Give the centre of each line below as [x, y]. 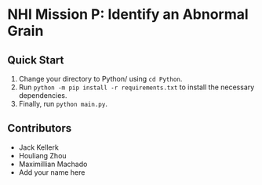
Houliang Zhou [43, 155]
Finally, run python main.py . [63, 104]
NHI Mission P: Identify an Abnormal [128, 15]
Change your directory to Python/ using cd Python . [100, 79]
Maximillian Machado [53, 164]
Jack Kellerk [39, 147]
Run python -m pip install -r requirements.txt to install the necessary [136, 87]
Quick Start [36, 60]
